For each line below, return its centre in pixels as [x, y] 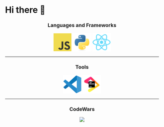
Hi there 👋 [25, 10]
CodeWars [82, 109]
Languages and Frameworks [82, 25]
